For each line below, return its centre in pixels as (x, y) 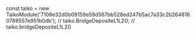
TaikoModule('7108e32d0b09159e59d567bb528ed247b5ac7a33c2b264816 (98, 15)
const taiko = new (28, 8)
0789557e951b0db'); (31, 21)
